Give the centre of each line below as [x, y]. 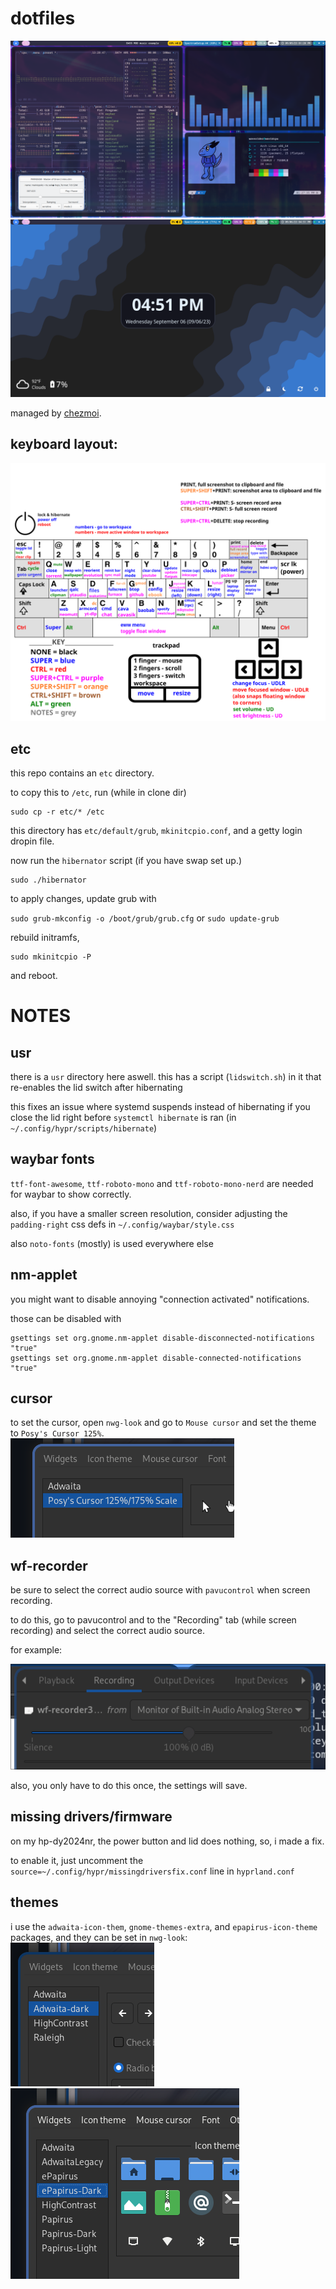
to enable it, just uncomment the [77, 1860]
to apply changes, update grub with [83, 899]
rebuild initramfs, [45, 938]
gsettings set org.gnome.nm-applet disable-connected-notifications [156, 1358]
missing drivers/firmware [91, 1817]
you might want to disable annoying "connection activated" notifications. [160, 1299]
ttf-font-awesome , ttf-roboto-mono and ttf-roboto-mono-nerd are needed [162, 1183]
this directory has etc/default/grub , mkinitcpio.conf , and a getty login [156, 831]
